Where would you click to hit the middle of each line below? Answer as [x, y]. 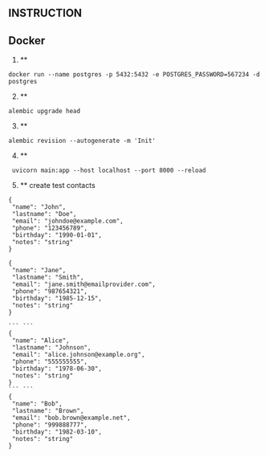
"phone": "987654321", [50, 292]
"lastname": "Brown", [48, 411]
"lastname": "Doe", [45, 214]
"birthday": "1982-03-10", [57, 432]
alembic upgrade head [45, 112]
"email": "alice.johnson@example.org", [79, 355]
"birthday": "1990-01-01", [57, 235]
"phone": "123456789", [50, 228]
